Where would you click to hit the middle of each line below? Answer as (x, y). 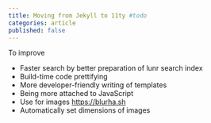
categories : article (42, 23)
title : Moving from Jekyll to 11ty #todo (78, 15)
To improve (27, 53)
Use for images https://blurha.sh (73, 102)
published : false (37, 30)
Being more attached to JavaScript (77, 94)
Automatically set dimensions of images (85, 110)
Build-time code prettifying (64, 77)
